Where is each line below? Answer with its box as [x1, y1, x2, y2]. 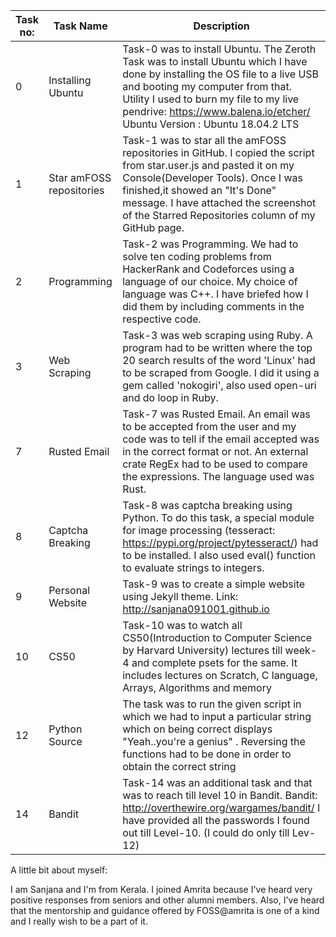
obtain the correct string [122, 760, 237, 773]
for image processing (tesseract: [122, 524, 276, 537]
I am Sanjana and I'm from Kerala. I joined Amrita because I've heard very [10, 884, 313, 895]
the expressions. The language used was [122, 470, 315, 483]
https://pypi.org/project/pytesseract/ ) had [122, 536, 319, 549]
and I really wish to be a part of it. [10, 915, 148, 927]
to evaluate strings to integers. [122, 561, 265, 574]
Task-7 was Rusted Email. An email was [122, 407, 311, 421]
